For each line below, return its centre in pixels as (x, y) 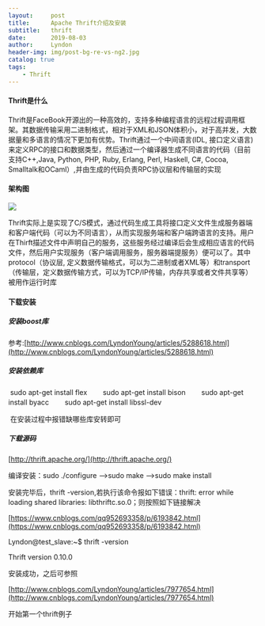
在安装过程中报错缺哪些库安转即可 (65, 419)
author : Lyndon (40, 45)
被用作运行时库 (32, 283)
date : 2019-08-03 (47, 38)
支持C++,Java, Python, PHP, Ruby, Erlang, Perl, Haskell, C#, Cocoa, (118, 159)
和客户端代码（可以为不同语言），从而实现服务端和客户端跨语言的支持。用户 (131, 233)
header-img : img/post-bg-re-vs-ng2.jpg (74, 52)
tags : (17, 67)
